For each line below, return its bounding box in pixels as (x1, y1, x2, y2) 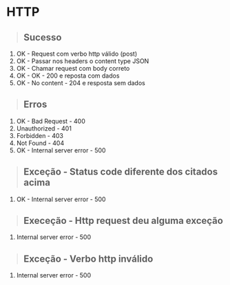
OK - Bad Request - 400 (16, 117, 85, 125)
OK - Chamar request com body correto (16, 65, 130, 72)
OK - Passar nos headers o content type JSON (16, 57, 149, 65)
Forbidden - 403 (16, 131, 63, 139)
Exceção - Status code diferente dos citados (23, 166, 218, 178)
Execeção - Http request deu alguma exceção (23, 215, 223, 227)
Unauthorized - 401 (16, 124, 72, 133)
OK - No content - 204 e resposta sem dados (16, 79, 145, 87)
